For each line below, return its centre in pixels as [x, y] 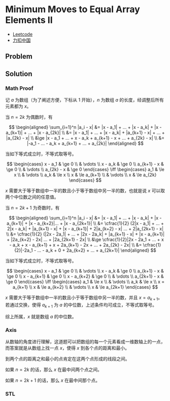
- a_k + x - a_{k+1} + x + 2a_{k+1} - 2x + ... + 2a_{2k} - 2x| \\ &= [76, 245]
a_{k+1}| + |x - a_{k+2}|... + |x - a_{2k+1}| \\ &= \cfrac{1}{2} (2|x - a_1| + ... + [85, 223]
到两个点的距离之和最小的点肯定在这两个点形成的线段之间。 [67, 358]
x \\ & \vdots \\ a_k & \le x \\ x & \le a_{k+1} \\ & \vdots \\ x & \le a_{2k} [85, 175]
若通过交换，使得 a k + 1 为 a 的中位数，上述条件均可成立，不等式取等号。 [81, 305]
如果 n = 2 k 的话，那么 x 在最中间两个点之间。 [54, 370]
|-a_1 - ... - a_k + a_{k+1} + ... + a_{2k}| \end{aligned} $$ [85, 144]
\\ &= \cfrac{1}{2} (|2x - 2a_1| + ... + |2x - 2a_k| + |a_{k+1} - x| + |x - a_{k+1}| [85, 234]
